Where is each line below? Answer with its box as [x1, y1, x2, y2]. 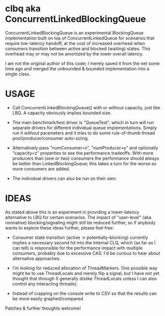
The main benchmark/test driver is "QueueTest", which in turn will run [12, 119, 154, 125]
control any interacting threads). [12, 280, 78, 287]
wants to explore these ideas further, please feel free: [5, 225, 115, 230]
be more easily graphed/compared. [12, 295, 84, 302]
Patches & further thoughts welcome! [5, 305, 81, 311]
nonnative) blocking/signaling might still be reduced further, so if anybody [5, 220, 156, 226]
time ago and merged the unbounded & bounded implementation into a [5, 65, 150, 72]
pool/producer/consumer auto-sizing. [12, 135, 89, 141]
